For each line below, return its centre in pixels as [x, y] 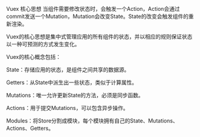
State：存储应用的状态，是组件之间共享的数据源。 [68, 70]
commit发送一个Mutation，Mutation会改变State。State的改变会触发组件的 [98, 16]
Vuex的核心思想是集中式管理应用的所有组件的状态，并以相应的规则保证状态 [99, 37]
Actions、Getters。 [30, 128]
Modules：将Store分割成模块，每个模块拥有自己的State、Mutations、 [92, 121]
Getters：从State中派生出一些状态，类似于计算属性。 [72, 82]
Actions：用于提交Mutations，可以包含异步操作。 [68, 108]
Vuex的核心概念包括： [34, 57]
